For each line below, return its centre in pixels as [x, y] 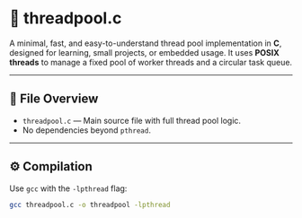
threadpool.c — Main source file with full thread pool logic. [131, 120]
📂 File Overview [54, 99]
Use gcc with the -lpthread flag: [68, 188]
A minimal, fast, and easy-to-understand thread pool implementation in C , [146, 43]
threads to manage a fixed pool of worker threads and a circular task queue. [151, 62]
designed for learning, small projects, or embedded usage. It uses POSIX [145, 52]
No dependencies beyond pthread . [86, 130]
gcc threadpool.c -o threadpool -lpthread [90, 205]
